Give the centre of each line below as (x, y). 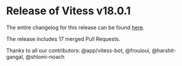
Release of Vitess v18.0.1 (68, 11)
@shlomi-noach (45, 56)
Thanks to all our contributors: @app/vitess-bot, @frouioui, (79, 50)
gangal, (15, 56)
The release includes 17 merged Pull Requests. (63, 39)
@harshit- (164, 50)
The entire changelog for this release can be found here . (75, 27)
